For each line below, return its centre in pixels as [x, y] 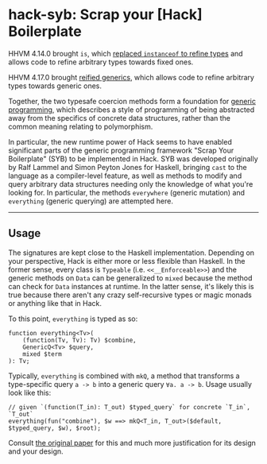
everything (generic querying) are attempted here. [91, 201]
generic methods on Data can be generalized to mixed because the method [130, 278]
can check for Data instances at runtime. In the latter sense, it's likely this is [131, 286]
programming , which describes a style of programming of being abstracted [132, 110]
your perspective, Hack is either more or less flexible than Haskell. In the [127, 261]
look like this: [30, 392]
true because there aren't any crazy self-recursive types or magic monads [130, 295]
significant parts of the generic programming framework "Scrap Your [121, 150]
